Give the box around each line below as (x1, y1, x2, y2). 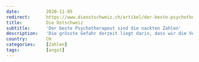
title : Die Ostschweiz (6, 19, 84, 25)
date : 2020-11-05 (6, 8, 73, 15)
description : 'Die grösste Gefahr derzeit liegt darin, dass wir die (6, 31, 187, 37)
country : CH (6, 36, 52, 42)
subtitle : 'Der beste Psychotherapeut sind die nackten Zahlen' (6, 25, 182, 31)
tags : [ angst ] (6, 47, 65, 53)
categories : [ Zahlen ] (6, 42, 68, 48)
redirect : (6, 14, 31, 20)
